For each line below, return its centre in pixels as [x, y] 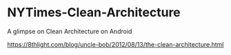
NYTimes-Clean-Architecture [94, 13]
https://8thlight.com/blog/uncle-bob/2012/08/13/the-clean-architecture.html [115, 44]
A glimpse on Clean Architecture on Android [70, 31]
